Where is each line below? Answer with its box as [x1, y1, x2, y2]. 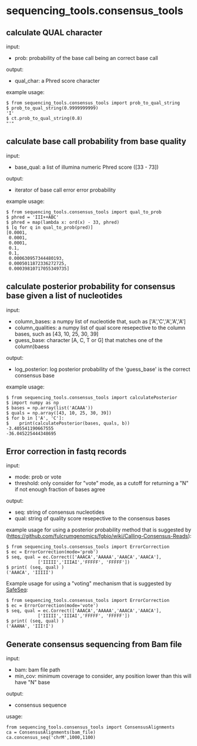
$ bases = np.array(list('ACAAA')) [6, 404, 94, 411]
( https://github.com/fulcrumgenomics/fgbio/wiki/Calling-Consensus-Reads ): [6, 533, 192, 540]
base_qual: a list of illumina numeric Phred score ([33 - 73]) [14, 163, 159, 170]
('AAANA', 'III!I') [6, 623, 54, 630]
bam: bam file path [14, 666, 61, 674]
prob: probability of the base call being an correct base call [14, 55, 158, 61]
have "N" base [14, 679, 51, 686]
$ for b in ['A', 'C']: [6, 415, 65, 421]
